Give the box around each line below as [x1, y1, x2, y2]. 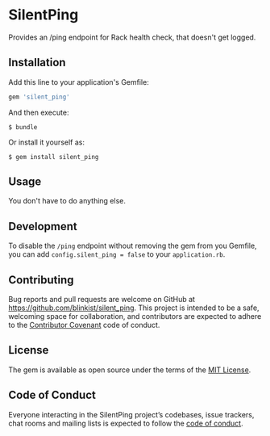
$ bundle [8, 123, 38, 131]
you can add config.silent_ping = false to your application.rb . [8, 249, 226, 259]
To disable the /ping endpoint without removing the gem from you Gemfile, [8, 241, 257, 251]
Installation [8, 56, 66, 69]
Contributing [8, 273, 74, 287]
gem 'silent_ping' [8, 93, 70, 101]
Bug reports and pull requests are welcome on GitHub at [8, 295, 196, 304]
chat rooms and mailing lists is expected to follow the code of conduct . [8, 418, 243, 428]
